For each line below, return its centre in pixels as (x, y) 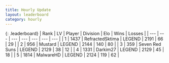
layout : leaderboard (27, 15)
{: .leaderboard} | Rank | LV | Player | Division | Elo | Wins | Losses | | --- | (82, 34)
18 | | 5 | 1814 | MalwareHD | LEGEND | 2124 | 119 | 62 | (62, 55)
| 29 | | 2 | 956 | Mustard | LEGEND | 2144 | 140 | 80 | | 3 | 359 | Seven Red (83, 44)
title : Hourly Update (28, 10)
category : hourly (24, 19)
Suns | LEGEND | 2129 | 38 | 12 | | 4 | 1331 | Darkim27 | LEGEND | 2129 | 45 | (84, 50)
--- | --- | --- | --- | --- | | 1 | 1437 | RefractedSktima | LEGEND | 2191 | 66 (87, 39)
